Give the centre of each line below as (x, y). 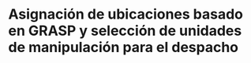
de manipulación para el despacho (124, 47)
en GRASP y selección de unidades (125, 31)
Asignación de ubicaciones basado (126, 14)
